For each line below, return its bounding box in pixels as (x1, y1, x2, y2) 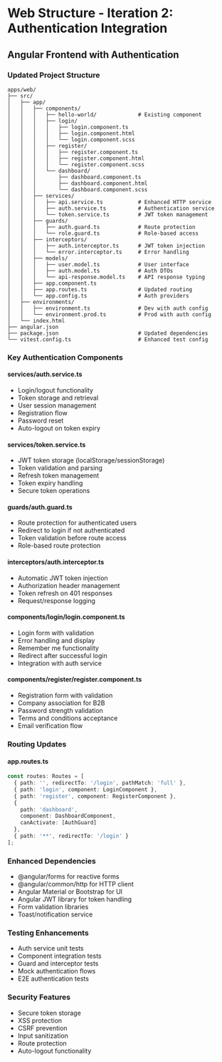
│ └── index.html (7, 317, 65, 324)
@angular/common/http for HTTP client (17, 880, 134, 889)
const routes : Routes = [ (7, 773, 84, 780)
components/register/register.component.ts (7, 675, 142, 684)
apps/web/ (7, 86, 37, 93)
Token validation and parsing (17, 464, 103, 472)
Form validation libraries (17, 903, 89, 911)
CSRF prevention (17, 1023, 68, 1032)
